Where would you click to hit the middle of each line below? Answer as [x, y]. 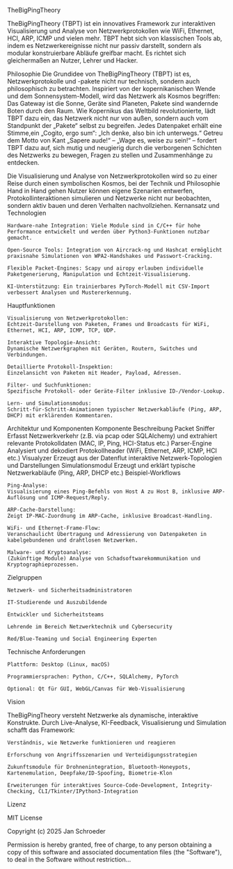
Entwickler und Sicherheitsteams [56, 615]
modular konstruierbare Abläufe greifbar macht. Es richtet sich [97, 53]
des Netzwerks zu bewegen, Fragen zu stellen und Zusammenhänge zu [110, 155]
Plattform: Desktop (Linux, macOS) [59, 665]
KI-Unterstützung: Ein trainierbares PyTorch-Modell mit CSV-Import [109, 286]
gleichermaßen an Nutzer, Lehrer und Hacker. [73, 60]
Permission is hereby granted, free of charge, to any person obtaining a [110, 845]
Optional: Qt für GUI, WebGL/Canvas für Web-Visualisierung [96, 689]
